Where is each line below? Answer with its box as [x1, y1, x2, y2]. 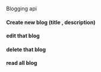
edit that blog [6, 32, 40, 39]
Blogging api [6, 5, 37, 12]
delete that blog [6, 46, 46, 53]
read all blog [6, 60, 37, 67]
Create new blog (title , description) [6, 18, 96, 26]
